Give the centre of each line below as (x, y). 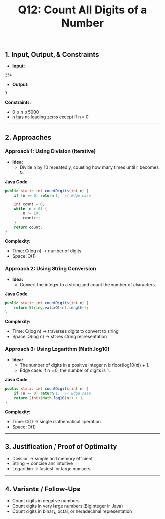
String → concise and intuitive (42, 463)
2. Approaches (28, 137)
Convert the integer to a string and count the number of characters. (88, 285)
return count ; (28, 227)
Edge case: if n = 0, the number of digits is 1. (65, 370)
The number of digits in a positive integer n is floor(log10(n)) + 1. (84, 365)
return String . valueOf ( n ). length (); (52, 307)
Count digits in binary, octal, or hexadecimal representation (72, 511)
